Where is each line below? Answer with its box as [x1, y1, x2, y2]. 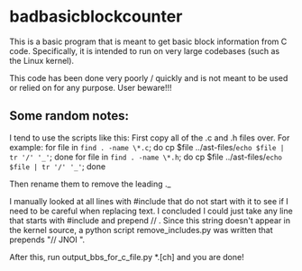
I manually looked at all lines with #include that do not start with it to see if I [9, 195, 288, 206]
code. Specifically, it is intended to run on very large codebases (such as [9, 45, 280, 56]
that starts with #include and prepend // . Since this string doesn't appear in [9, 214, 291, 226]
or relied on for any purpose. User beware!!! [9, 82, 173, 93]
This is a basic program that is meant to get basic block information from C [9, 36, 288, 47]
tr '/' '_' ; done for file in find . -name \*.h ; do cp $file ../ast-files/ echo [9, 151, 282, 162]
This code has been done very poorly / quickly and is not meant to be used [9, 72, 288, 83]
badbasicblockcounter [9, 6, 183, 27]
